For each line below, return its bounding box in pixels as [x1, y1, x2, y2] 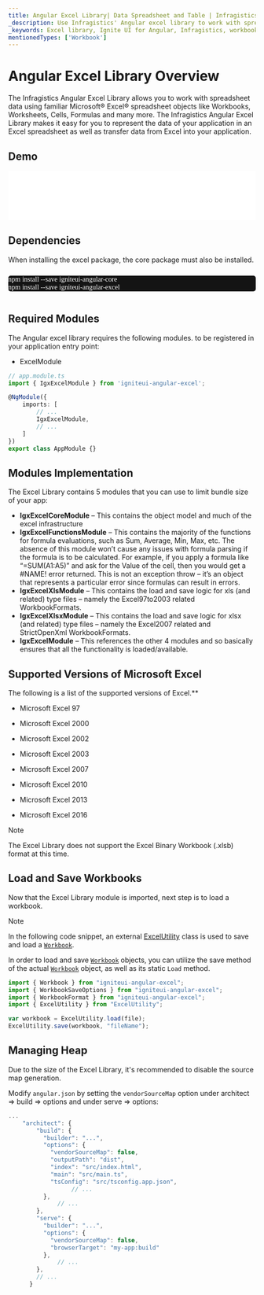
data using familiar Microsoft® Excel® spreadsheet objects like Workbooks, [8, 101, 251, 111]
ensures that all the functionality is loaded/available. [19, 644, 189, 654]
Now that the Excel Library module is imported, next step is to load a [8, 892, 229, 902]
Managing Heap [8, 1044, 88, 1057]
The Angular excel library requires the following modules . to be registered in [8, 333, 255, 342]
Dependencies [8, 234, 81, 248]
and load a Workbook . [8, 939, 75, 949]
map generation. [8, 1073, 61, 1083]
